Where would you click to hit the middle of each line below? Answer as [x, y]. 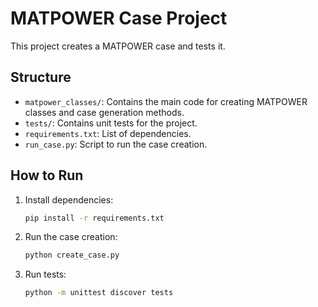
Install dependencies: [69, 199]
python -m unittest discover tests [99, 293]
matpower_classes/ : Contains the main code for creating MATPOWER [166, 101]
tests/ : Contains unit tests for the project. [111, 123]
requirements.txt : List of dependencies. [108, 133]
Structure [41, 77]
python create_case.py [72, 255]
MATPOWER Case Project [119, 18]
